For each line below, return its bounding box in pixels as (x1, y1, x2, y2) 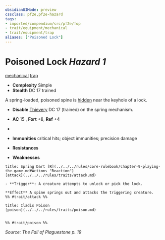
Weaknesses (12, 154, 40, 160)
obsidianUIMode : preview (5, 7, 56, 12)
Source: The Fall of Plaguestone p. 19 (5, 229, 82, 235)
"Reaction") (49, 168, 74, 173)
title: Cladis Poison (5, 203, 50, 208)
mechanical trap (5, 72, 38, 78)
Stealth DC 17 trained (12, 87, 56, 93)
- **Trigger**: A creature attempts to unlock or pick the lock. (5, 181, 143, 186)
